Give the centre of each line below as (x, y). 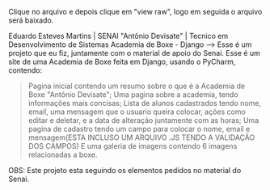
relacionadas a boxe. (63, 154)
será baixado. (31, 20)
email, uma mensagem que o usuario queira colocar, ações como (137, 112)
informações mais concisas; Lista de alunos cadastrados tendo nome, (144, 103)
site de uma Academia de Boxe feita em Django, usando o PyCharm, (122, 61)
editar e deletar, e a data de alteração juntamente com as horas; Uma (143, 120)
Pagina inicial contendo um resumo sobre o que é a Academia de (136, 86)
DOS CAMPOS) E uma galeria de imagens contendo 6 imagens (133, 146)
